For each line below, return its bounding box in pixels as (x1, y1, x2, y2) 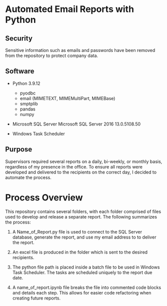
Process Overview (5, 191, 83, 203)
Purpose (5, 145, 32, 153)
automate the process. (5, 174, 51, 180)
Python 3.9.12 (12, 80, 40, 86)
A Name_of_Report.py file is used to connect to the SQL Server (12, 228, 142, 234)
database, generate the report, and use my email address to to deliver (12, 234, 156, 240)
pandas (19, 106, 36, 112)
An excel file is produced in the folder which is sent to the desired (12, 249, 148, 255)
